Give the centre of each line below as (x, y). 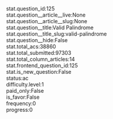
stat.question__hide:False (37, 40)
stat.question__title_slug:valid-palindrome (56, 34)
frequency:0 (21, 103)
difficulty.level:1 (25, 84)
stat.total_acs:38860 (31, 46)
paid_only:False (25, 91)
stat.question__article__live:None (46, 15)
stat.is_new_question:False (39, 72)
